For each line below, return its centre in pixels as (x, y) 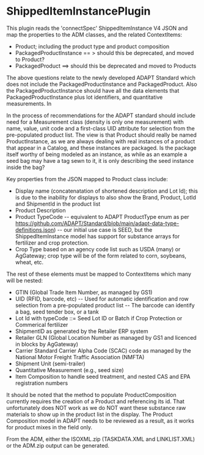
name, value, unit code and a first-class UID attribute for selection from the (101, 128)
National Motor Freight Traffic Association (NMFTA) (80, 357)
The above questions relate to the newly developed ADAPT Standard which (101, 77)
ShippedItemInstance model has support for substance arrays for (97, 236)
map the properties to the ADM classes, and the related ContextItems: (94, 34)
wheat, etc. (29, 262)
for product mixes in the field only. (49, 427)
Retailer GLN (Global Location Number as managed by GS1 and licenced (106, 337)
